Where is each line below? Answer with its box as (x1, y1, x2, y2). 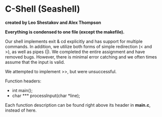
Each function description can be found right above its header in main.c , (5, 102, 151, 108)
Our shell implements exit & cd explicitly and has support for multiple (5, 38, 143, 44)
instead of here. (5, 107, 37, 113)
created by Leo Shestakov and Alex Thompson (5, 19, 101, 25)
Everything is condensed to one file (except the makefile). (5, 29, 125, 35)
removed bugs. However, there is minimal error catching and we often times (5, 54, 157, 59)
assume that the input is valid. (5, 59, 65, 65)
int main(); (12, 87, 33, 93)
